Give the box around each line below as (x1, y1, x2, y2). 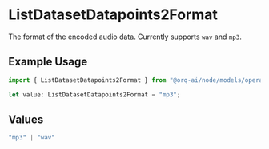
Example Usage (8, 55, 88, 69)
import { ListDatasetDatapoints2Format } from (8, 76, 167, 84)
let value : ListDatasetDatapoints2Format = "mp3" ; (8, 90, 181, 99)
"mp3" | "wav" (8, 134, 56, 142)
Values (8, 112, 44, 126)
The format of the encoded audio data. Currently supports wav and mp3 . (8, 32, 242, 41)
